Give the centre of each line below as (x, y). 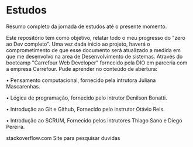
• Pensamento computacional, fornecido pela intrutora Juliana (81, 80)
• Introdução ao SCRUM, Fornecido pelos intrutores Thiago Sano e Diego (94, 120)
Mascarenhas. (23, 86)
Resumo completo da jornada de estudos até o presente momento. (87, 26)
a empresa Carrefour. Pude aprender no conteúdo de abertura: (82, 69)
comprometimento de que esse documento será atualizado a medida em (94, 50)
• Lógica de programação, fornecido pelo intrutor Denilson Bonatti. (87, 98)
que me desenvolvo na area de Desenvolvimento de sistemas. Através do (94, 56)
